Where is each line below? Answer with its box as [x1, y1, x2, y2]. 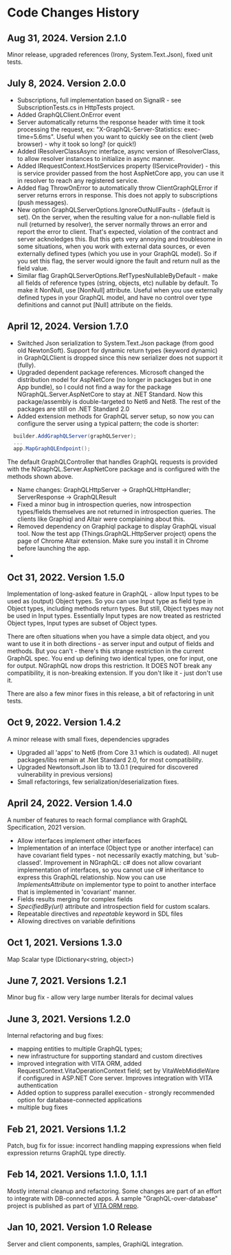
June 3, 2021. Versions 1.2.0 [7, 1013, 131, 1025]
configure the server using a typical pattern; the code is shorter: [16, 419, 199, 427]
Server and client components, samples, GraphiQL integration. [7, 1240, 184, 1248]
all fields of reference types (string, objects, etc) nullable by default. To [16, 279, 219, 287]
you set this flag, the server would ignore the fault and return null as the [16, 257, 221, 265]
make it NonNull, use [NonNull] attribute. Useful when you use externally [16, 286, 223, 294]
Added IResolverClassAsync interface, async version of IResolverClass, [16, 147, 220, 155]
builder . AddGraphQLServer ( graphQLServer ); [13, 432, 137, 440]
